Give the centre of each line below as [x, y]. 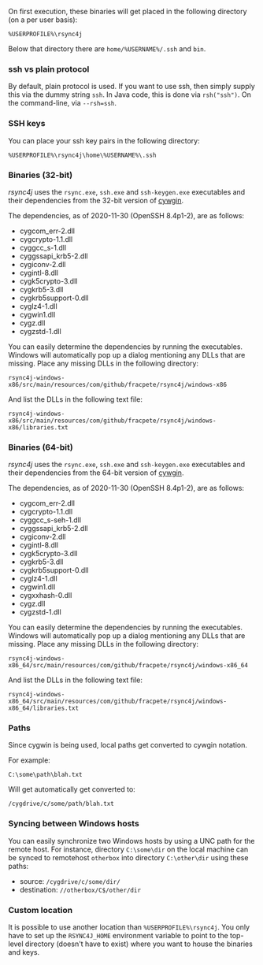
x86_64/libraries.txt [44, 708]
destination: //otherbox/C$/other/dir [80, 889]
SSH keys [27, 124]
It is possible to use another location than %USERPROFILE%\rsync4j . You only [129, 927]
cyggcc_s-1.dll [43, 247]
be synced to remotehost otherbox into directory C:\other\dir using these [128, 857]
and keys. [24, 952]
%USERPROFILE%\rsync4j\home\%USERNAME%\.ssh [82, 155]
